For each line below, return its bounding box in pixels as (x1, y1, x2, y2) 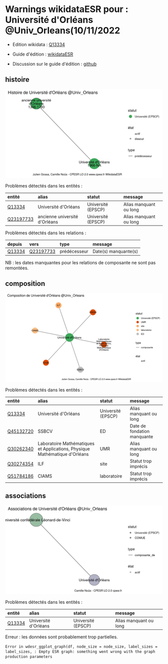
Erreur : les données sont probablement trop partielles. (5, 634, 118, 640)
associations (5, 491, 46, 500)
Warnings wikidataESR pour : (5, 4, 128, 15)
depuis (7, 241, 22, 247)
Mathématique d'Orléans (37, 451, 89, 457)
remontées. (5, 265, 29, 271)
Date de (129, 423, 146, 429)
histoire (5, 75, 30, 84)
